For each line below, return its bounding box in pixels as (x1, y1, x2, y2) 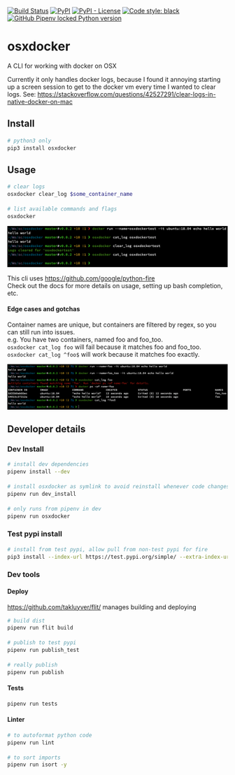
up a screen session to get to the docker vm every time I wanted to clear (7, 83, 216, 91)
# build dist (7, 617, 45, 624)
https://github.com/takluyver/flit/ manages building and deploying (7, 602, 197, 611)
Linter (7, 716, 25, 724)
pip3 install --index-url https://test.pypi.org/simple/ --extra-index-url (7, 553, 233, 560)
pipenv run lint (7, 739, 55, 746)
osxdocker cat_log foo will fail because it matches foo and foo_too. (7, 343, 201, 351)
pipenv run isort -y (7, 761, 68, 769)
